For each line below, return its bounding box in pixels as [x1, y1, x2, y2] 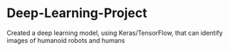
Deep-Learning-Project [6, 5, 147, 21]
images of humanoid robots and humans [6, 36, 125, 44]
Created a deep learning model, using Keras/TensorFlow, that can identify [6, 28, 224, 37]
